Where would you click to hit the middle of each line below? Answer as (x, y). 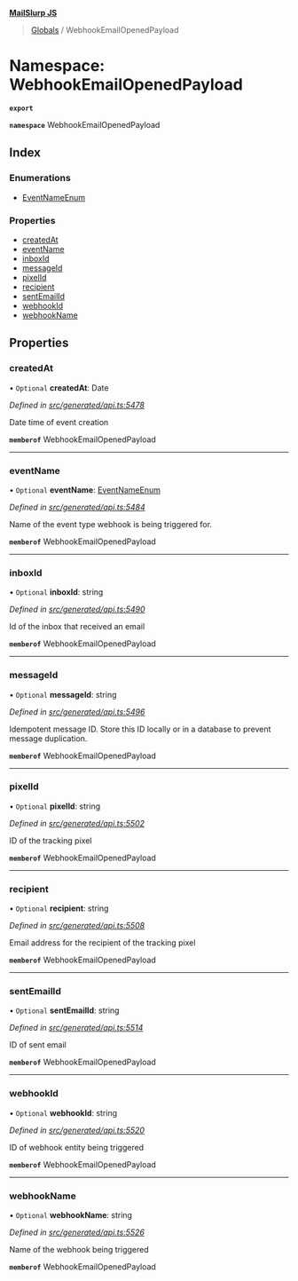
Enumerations (40, 178)
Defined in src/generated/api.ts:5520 (77, 1130)
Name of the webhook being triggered (79, 1249)
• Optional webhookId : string (63, 1112)
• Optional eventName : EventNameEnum (85, 490)
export (21, 108)
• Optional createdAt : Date (59, 387)
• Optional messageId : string (63, 694)
